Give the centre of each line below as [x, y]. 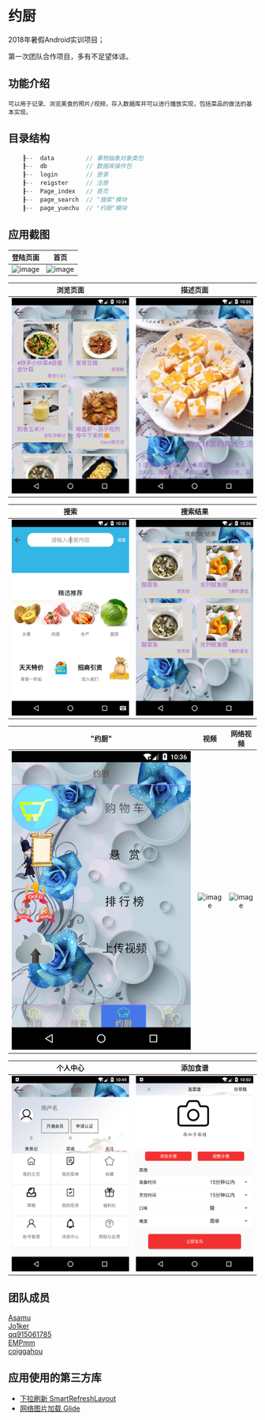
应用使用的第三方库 [55, 1378]
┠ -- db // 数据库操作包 [77, 167]
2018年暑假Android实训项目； [56, 39]
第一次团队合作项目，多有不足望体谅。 [70, 56]
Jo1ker [19, 1326]
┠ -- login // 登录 [65, 175]
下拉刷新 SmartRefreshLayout [68, 1398]
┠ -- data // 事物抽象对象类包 [83, 158]
